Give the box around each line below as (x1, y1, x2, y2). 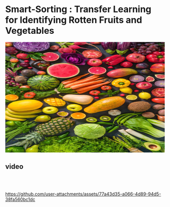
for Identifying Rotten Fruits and (5, 14, 143, 26)
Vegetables (5, 25, 55, 36)
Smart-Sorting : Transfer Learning (5, 4, 152, 15)
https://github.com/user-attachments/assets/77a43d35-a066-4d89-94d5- (5, 191, 161, 197)
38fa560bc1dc (5, 196, 35, 202)
